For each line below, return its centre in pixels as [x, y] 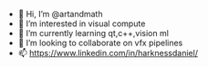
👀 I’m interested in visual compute [82, 24]
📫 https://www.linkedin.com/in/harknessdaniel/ [108, 53]
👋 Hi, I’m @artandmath [60, 14]
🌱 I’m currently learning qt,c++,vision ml [93, 33]
